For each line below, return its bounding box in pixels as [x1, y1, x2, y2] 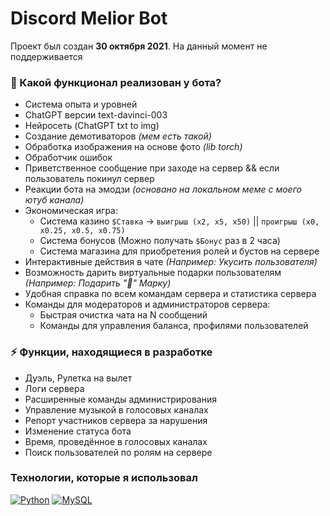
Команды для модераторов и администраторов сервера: [24, 298, 271, 311]
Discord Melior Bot [10, 7, 168, 30]
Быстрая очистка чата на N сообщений [39, 309, 208, 321]
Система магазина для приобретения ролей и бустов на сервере [39, 245, 320, 257]
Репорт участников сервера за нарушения [24, 414, 208, 426]
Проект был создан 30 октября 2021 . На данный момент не [10, 40, 268, 52]
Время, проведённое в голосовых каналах [24, 435, 208, 447]
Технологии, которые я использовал [10, 471, 198, 485]
